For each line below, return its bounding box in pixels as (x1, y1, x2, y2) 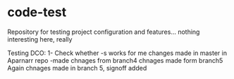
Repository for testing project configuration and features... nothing (7, 28, 200, 36)
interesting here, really (7, 35, 73, 43)
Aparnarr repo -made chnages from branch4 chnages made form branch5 (7, 56, 223, 64)
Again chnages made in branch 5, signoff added (7, 63, 147, 72)
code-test (7, 4, 67, 20)
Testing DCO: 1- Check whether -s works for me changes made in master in (7, 49, 228, 57)
